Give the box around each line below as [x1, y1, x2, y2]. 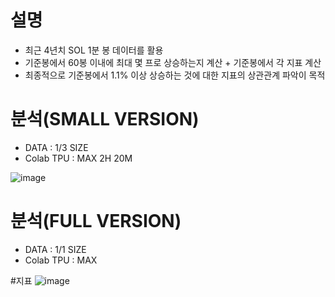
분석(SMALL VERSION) [10, 108, 200, 131]
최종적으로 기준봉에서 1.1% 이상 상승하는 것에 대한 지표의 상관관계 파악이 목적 [24, 69, 326, 81]
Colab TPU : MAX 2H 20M [24, 152, 133, 164]
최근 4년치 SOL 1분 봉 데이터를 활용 [24, 44, 164, 56]
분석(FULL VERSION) [10, 210, 182, 233]
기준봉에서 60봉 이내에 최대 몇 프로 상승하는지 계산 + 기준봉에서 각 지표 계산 [24, 56, 322, 68]
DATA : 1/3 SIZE [24, 141, 89, 153]
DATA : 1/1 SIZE [24, 243, 87, 255]
